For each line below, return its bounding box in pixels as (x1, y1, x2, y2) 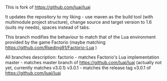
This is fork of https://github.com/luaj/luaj (5, 4, 91, 10)
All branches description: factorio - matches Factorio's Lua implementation (5, 54, 159, 60)
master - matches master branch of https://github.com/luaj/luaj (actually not (5, 60, 162, 65)
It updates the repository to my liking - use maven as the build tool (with (5, 14, 153, 19)
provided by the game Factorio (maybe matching (5, 39, 106, 45)
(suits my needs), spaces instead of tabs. (5, 24, 90, 30)
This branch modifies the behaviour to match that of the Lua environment (5, 34, 156, 40)
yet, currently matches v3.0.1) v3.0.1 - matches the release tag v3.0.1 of (5, 65, 151, 71)
